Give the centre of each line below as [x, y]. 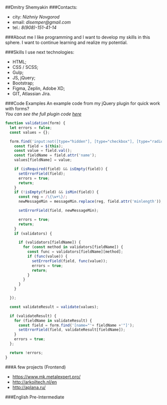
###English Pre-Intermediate [35, 397]
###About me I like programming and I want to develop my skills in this [78, 37]
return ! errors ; [26, 353]
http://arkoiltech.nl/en [35, 382]
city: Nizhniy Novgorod [36, 17]
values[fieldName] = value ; [43, 160]
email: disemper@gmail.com [42, 22]
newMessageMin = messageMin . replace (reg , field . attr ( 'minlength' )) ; [91, 202]
